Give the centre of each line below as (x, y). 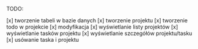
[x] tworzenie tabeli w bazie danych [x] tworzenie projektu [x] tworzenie (97, 20)
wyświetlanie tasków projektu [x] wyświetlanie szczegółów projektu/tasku (99, 33)
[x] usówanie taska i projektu (43, 40)
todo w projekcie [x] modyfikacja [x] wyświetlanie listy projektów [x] (92, 27)
